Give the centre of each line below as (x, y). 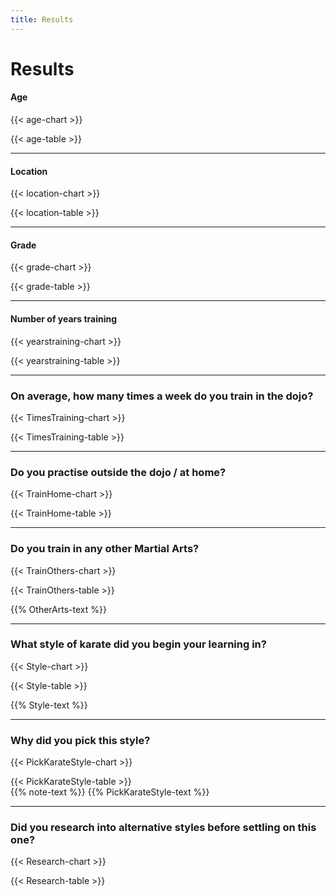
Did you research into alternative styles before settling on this (163, 828)
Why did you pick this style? (80, 740)
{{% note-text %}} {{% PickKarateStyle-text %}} (110, 792)
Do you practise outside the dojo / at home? (118, 472)
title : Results (42, 19)
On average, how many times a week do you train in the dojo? (162, 396)
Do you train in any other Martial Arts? (105, 549)
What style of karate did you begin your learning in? (138, 644)
